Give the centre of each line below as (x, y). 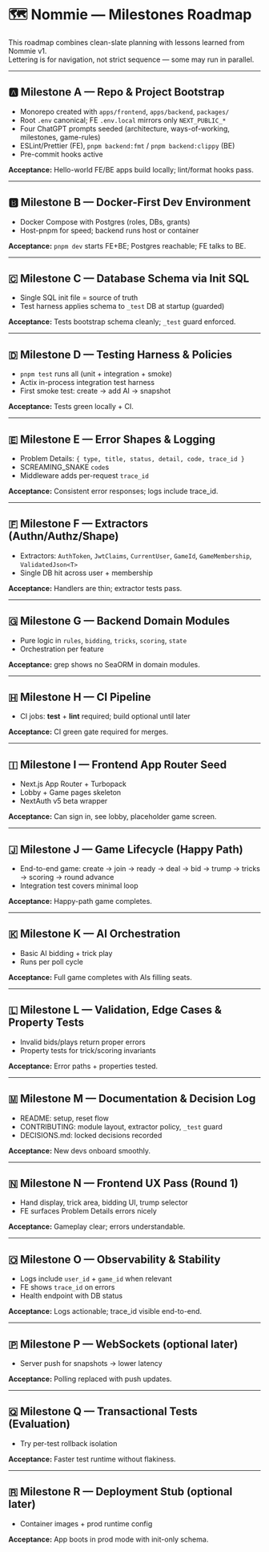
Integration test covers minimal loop (79, 885)
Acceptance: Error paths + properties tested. (83, 1066)
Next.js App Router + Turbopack (73, 784)
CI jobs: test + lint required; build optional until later (105, 716)
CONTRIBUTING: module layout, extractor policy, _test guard (121, 1126)
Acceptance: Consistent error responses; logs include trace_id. (113, 491)
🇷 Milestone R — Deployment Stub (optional (120, 1492)
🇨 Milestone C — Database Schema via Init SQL (129, 278)
